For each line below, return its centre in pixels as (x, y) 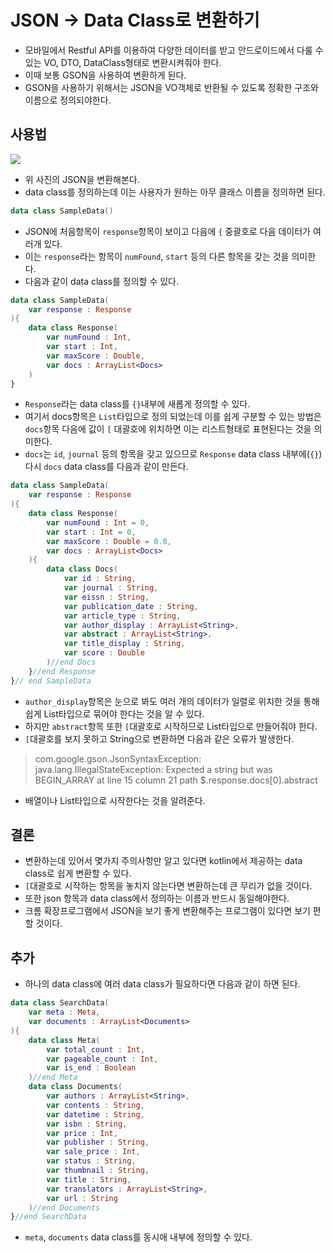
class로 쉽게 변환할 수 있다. (78, 873)
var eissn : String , (106, 597)
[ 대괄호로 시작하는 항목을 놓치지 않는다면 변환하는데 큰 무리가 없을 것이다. (168, 886)
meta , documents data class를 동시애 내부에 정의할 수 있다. (138, 1237)
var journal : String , (111, 588)
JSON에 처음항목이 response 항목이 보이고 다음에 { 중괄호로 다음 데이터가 (167, 231)
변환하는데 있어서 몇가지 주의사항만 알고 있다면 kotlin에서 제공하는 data (163, 861)
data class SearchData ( (60, 1003)
